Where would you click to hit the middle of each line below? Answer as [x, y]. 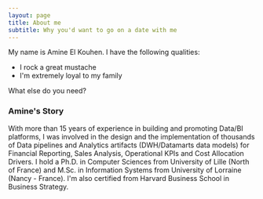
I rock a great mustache [58, 67]
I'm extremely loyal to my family [71, 76]
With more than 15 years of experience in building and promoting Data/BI [126, 128]
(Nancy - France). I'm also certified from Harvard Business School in [119, 178]
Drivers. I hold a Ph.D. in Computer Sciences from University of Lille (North [129, 161]
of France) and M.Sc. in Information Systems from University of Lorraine [125, 170]
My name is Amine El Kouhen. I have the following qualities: [104, 52]
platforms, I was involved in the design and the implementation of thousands [131, 136]
